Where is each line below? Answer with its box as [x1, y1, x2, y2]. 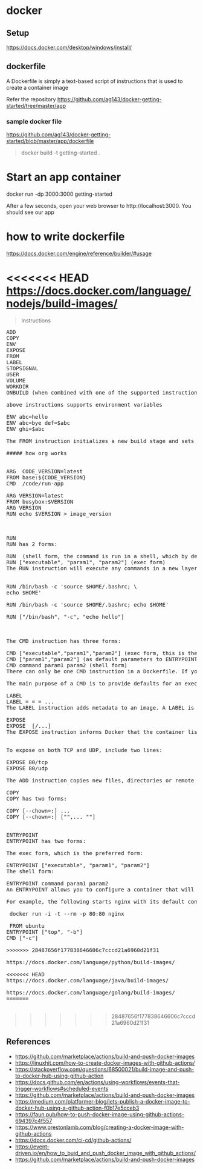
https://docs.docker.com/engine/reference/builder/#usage [6, 250, 152, 257]
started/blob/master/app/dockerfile [6, 138, 94, 145]
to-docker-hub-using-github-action [14, 1072, 104, 1079]
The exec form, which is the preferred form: [6, 850, 144, 856]
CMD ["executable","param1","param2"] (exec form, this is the [6, 650, 198, 656]
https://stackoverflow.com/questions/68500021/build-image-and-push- [14, 1065, 195, 1073]
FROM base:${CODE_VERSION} [6, 474, 86, 481]
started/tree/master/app [6, 102, 66, 109]
